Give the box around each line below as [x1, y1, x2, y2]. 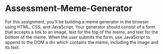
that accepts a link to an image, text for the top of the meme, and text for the [5, 29, 158, 35]
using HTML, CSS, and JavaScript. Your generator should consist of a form [5, 24, 156, 29]
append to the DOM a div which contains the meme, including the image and [5, 39, 159, 45]
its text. [5, 44, 20, 50]
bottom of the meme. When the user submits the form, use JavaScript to [5, 34, 150, 40]
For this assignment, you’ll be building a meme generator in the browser [5, 19, 149, 25]
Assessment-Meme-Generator [5, 3, 133, 14]
